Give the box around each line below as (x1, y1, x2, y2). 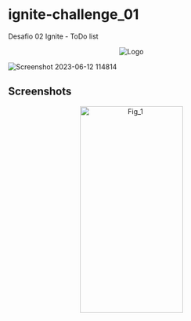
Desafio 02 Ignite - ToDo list (8, 31, 99, 41)
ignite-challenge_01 (8, 6, 139, 24)
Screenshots (8, 85, 72, 98)
